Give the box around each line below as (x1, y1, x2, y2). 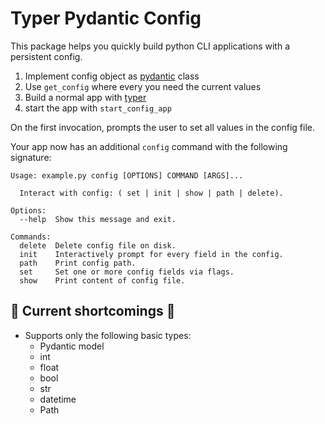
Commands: (10, 232, 52, 242)
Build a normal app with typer (24, 91, 147, 103)
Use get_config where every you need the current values (24, 80, 262, 92)
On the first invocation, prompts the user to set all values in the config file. (10, 121, 315, 133)
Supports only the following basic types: (24, 329, 192, 341)
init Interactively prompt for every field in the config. (19, 249, 284, 259)
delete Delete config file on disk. (19, 240, 177, 251)
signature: (10, 151, 52, 163)
